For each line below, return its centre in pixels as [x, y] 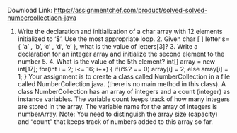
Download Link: [30, 10]
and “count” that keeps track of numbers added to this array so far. [115, 122]
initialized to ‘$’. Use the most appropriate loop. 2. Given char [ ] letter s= [123, 39]
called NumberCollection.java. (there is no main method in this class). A [122, 84]
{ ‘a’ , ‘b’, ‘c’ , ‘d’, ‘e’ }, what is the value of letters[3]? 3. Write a [108, 46]
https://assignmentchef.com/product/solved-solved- [131, 10]
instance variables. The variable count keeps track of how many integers [123, 99]
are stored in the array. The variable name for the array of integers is [117, 106]
